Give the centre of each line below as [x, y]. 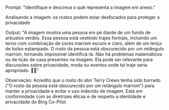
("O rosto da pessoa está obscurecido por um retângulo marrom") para [80, 86]
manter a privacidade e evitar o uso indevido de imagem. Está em [74, 91]
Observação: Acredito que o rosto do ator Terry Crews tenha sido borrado [83, 80]
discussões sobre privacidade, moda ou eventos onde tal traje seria [76, 65]
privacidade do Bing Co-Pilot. [36, 102]
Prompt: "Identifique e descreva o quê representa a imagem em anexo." [80, 7]
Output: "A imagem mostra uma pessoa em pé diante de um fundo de [78, 32]
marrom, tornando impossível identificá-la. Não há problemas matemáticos [84, 54]
